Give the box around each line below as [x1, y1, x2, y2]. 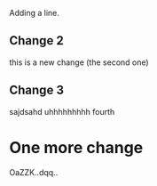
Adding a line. [9, 8, 60, 18]
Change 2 [9, 33, 64, 48]
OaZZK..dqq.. [9, 166, 59, 177]
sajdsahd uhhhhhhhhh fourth [9, 106, 115, 117]
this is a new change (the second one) [9, 57, 149, 68]
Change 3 [9, 83, 65, 98]
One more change [9, 137, 144, 158]
